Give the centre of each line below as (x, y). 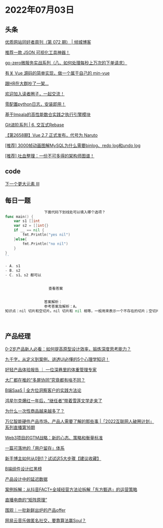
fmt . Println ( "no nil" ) (45, 244)
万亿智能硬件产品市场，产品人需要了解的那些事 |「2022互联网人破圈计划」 (80, 421)
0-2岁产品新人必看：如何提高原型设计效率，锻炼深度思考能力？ (68, 349)
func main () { (19, 217)
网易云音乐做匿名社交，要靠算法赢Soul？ (46, 520)
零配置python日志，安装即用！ (35, 104)
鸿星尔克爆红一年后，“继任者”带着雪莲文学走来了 (54, 401)
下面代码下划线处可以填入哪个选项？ (75, 212)
